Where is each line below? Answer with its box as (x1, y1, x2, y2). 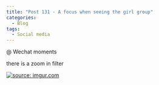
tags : (6, 25, 20, 32)
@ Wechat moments (6, 48, 57, 55)
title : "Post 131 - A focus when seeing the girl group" (6, 8, 154, 15)
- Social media (12, 32, 50, 38)
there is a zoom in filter (6, 60, 64, 67)
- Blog (12, 20, 29, 26)
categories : (6, 15, 36, 21)
